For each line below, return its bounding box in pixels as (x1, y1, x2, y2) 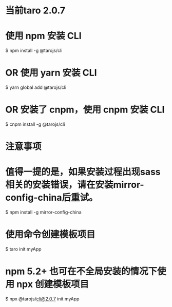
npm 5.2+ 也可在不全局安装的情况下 (5, 265, 158, 277)
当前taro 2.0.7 (5, 5, 66, 16)
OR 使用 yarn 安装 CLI (5, 67, 97, 79)
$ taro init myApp (5, 246, 42, 252)
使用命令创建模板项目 (5, 229, 96, 240)
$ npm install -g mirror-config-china (5, 209, 82, 216)
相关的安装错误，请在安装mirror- (5, 179, 145, 190)
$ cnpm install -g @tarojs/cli (5, 121, 65, 127)
